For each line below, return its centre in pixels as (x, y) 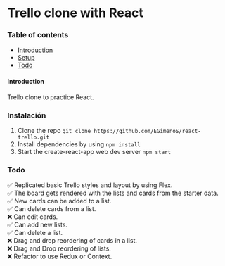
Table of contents (38, 35)
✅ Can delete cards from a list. (52, 209)
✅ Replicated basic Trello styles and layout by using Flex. (90, 185)
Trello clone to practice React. (51, 97)
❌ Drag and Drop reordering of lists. (59, 248)
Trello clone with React (76, 13)
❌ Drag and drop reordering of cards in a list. (72, 241)
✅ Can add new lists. (38, 225)
